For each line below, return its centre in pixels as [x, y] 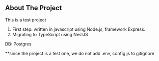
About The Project [34, 8]
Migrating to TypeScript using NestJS [50, 34]
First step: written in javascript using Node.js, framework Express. [79, 29]
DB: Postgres [18, 44]
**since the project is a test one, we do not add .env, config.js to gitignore [80, 53]
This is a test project [26, 20]
